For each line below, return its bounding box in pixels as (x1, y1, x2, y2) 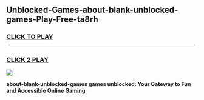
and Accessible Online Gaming (6, 87, 86, 94)
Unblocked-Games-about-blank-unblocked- (6, 5, 178, 15)
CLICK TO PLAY (6, 33, 53, 41)
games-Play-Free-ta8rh (6, 15, 98, 25)
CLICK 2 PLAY (6, 55, 49, 64)
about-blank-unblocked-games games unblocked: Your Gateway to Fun (6, 80, 191, 87)
